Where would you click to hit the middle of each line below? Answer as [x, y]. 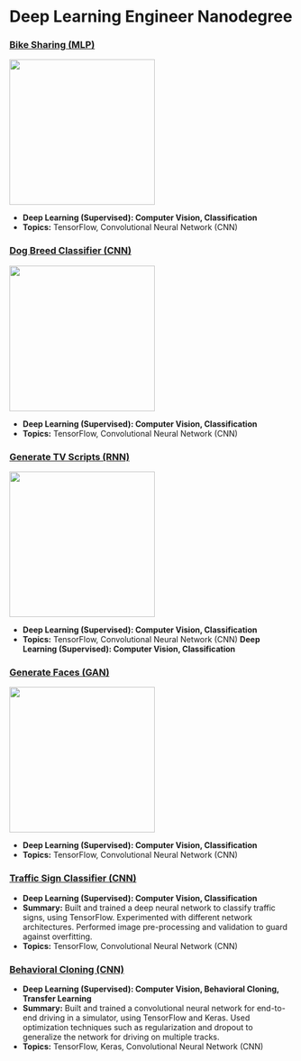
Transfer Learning [57, 998]
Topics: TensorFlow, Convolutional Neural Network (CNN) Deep [141, 640]
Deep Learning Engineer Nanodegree [151, 17]
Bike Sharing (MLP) [52, 45]
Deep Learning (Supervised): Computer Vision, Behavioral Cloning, [150, 989]
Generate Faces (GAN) [59, 672]
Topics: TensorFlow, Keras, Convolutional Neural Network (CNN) [143, 1046]
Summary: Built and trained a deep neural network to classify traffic [149, 908]
